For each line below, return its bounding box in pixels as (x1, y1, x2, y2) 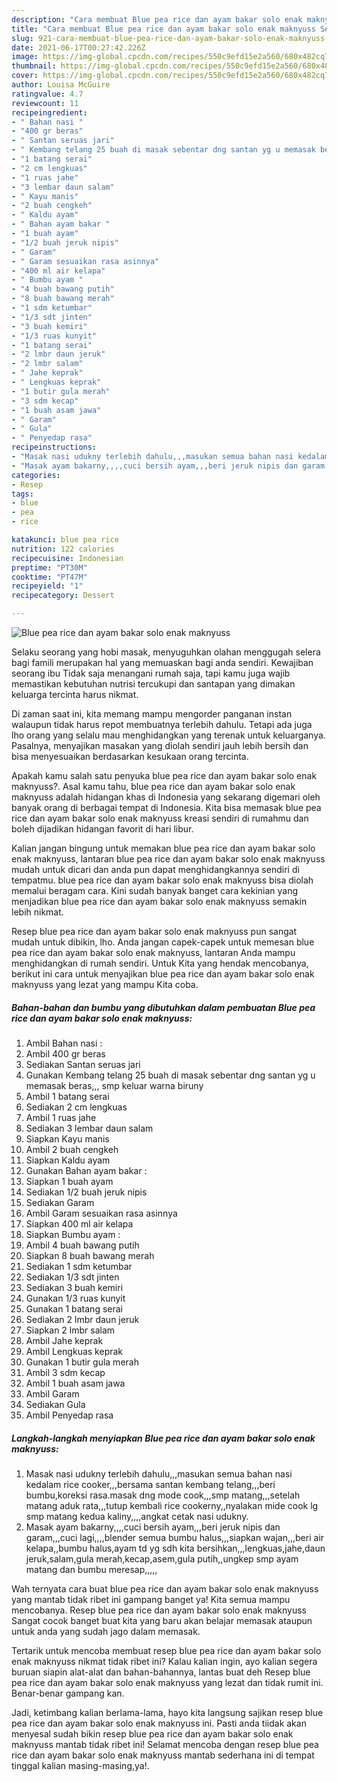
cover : (11, 71, 39, 81)
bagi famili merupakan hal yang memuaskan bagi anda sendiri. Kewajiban (11, 657, 314, 668)
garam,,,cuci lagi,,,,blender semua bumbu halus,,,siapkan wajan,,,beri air (25, 1531, 325, 1543)
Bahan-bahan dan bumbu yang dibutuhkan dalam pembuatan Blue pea (11, 1001, 316, 1013)
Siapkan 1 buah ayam (25, 1175, 114, 1187)
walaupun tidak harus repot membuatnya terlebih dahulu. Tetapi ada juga (11, 719, 313, 730)
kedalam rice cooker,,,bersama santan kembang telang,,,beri (25, 1478, 276, 1490)
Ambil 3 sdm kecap (25, 1366, 106, 1378)
